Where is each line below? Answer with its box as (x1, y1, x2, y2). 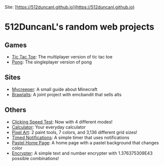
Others (4, 106, 27, 114)
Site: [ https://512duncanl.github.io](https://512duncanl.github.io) (4, 4, 135, 10)
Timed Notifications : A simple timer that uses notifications (11, 135, 130, 140)
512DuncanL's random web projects (4, 22, 155, 32)
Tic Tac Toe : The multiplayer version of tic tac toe (11, 54, 113, 59)
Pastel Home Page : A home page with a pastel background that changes (11, 139, 159, 145)
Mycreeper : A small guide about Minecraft (11, 86, 98, 92)
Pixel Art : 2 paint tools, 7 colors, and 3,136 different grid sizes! (11, 129, 137, 135)
